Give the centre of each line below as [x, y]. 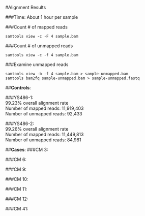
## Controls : [18, 88]
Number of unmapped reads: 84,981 [43, 140]
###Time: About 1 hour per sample [42, 17]
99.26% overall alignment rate [37, 129]
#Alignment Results [26, 7]
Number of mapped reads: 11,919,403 [45, 108]
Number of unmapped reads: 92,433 [44, 114]
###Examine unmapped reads [37, 65]
